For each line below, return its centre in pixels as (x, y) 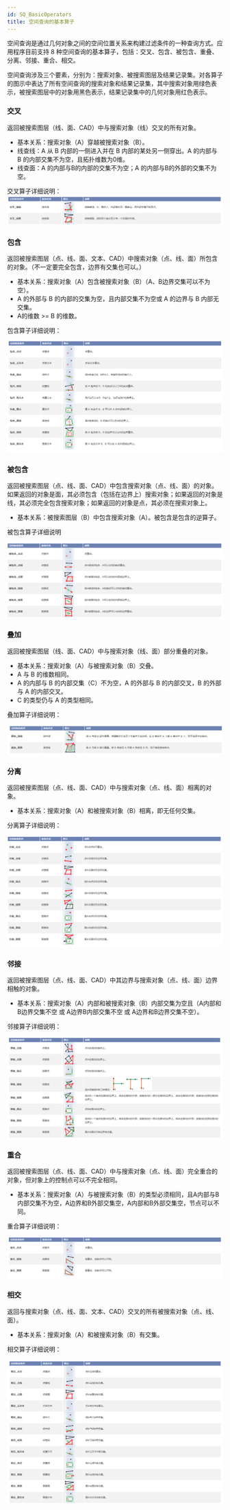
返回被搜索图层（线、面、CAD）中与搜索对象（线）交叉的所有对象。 (103, 128)
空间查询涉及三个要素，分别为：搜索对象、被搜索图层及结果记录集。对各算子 (115, 75)
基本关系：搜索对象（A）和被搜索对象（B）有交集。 (90, 1334)
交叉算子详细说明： (34, 191)
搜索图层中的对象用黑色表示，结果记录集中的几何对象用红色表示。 (118, 92)
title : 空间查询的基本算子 (41, 22)
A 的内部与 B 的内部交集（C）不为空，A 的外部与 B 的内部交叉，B (109, 683)
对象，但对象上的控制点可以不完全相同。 (64, 1179)
